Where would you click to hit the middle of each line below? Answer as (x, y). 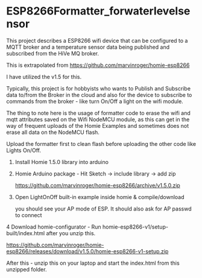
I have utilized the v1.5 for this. (44, 77)
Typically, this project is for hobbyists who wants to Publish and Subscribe (99, 88)
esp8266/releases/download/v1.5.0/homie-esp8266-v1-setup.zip (87, 251)
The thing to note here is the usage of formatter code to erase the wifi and (99, 113)
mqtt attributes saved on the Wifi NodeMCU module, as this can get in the (98, 119)
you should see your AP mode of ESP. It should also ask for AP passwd (103, 209)
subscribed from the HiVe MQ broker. (53, 53)
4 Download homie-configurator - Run (54, 227)
